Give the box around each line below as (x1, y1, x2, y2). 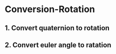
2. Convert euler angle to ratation (5, 40, 112, 49)
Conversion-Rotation (5, 4, 95, 15)
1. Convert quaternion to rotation (5, 24, 110, 32)
